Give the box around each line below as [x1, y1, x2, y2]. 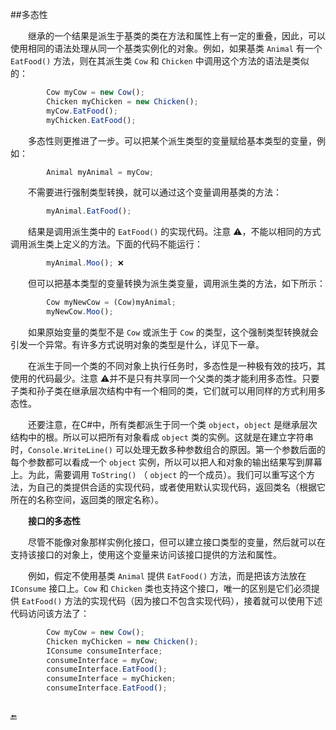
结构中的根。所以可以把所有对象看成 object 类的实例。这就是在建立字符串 [10, 431, 314, 443]
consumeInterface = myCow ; [46, 655, 159, 665]
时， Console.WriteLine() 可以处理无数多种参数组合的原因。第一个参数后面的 [10, 443, 326, 455]
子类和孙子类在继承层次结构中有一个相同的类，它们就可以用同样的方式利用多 [10, 384, 326, 397]
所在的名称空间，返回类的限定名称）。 [10, 493, 164, 505]
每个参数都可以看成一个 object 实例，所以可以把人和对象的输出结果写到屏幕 [10, 456, 323, 468]
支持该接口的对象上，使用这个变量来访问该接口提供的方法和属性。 [10, 548, 282, 560]
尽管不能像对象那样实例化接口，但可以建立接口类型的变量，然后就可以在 [28, 536, 326, 548]
